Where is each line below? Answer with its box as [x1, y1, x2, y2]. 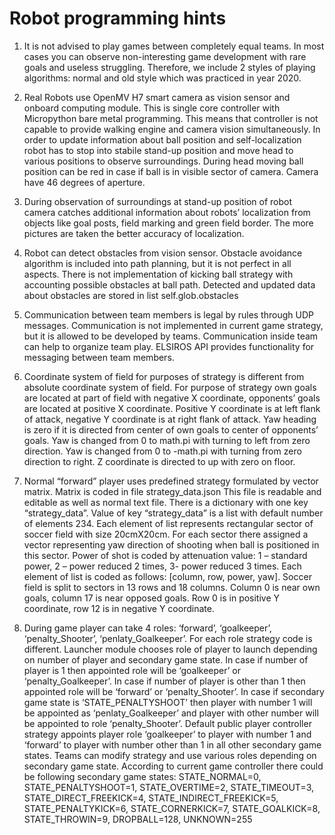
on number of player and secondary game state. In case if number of [23, 653, 309, 666]
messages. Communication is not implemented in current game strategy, [23, 319, 324, 331]
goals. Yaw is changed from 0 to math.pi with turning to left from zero [23, 434, 311, 446]
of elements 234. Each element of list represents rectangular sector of [23, 517, 314, 529]
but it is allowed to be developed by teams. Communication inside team [23, 330, 319, 342]
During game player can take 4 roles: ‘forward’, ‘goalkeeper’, [23, 622, 272, 634]
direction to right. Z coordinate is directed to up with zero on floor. [23, 455, 296, 467]
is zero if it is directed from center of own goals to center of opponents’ [23, 423, 319, 436]
